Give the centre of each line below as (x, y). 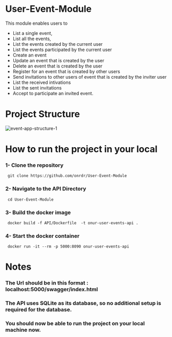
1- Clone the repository (35, 165)
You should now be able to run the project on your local (75, 324)
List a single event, (33, 33)
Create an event (30, 55)
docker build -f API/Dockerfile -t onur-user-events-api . (73, 223)
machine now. (23, 330)
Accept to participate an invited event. (53, 93)
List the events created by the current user (58, 44)
